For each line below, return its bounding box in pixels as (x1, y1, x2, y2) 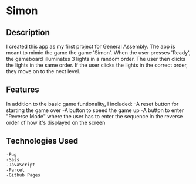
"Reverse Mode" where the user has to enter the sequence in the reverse (6, 113, 183, 120)
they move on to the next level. (6, 68, 80, 74)
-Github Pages (6, 172, 41, 178)
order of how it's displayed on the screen (6, 119, 106, 126)
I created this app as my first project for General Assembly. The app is (6, 43, 175, 50)
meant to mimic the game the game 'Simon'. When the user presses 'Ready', (6, 49, 191, 56)
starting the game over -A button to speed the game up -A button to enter (6, 107, 184, 114)
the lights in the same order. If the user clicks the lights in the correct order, (6, 62, 188, 69)
